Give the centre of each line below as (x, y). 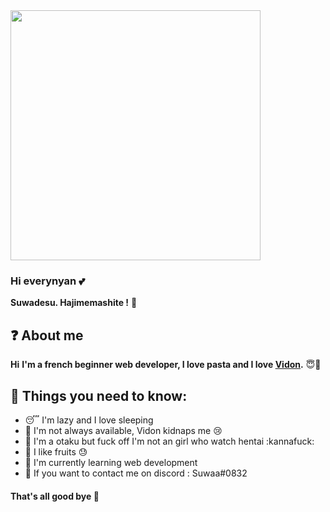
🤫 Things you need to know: (99, 395)
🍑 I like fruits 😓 (56, 451)
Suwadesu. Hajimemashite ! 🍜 (74, 303)
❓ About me (47, 335)
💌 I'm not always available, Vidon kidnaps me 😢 (123, 430)
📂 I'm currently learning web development (111, 462)
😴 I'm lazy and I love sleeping (89, 420)
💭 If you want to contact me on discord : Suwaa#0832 (136, 473)
